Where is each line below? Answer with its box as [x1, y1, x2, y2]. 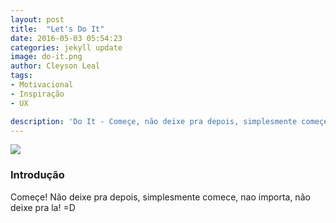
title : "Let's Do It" [10, 24, 105, 34]
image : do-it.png [10, 52, 83, 62]
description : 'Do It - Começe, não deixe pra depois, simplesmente [10, 116, 298, 126]
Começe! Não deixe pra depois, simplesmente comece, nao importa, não [10, 191, 311, 203]
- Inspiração [10, 89, 65, 99]
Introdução [10, 168, 65, 182]
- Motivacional [10, 80, 74, 90]
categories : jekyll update [10, 42, 123, 53]
